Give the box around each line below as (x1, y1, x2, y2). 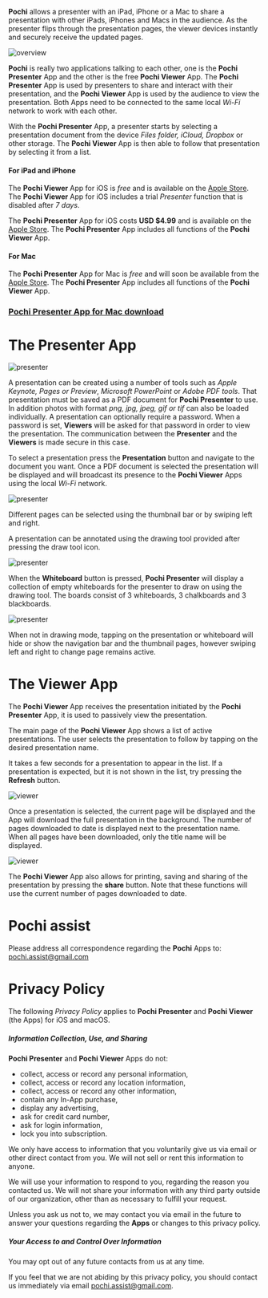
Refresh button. (8, 776, 61, 785)
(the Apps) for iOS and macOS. (8, 1015, 110, 1025)
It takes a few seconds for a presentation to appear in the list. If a (8, 758, 222, 769)
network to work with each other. (8, 106, 118, 116)
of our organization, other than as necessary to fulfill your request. (8, 1195, 228, 1204)
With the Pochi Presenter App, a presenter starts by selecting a (8, 122, 218, 131)
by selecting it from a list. (8, 148, 92, 156)
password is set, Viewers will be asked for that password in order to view (8, 420, 250, 430)
